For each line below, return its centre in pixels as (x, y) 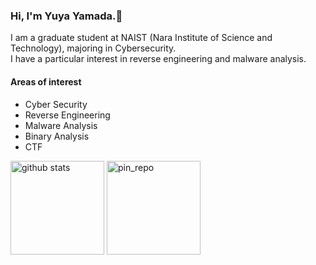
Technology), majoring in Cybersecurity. (93, 48)
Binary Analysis (57, 136)
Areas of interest (46, 81)
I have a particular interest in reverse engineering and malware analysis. (158, 59)
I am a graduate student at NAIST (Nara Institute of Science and (141, 38)
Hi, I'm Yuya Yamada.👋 (66, 16)
